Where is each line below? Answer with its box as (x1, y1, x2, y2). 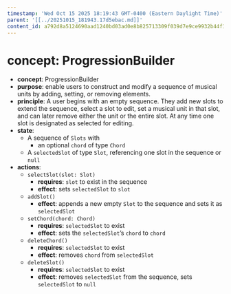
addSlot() (27, 193, 56, 200)
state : (16, 127, 34, 135)
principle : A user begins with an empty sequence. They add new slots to (16, 97, 223, 105)
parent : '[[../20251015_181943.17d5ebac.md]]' (7, 17, 143, 23)
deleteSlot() (27, 260, 65, 266)
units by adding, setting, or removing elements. (16, 90, 151, 98)
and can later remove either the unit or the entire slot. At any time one (16, 112, 214, 120)
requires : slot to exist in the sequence (37, 178, 148, 186)
